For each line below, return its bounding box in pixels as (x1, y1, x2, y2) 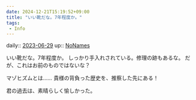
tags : (6, 20, 20, 26)
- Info (8, 25, 26, 32)
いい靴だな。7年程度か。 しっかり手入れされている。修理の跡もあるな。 (6, 54, 184, 62)
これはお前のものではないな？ (16, 62, 91, 69)
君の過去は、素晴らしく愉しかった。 (6, 87, 96, 95)
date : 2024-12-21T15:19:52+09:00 (6, 8, 90, 15)
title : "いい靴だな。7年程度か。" (6, 14, 83, 20)
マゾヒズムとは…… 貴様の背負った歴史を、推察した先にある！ (6, 74, 159, 81)
